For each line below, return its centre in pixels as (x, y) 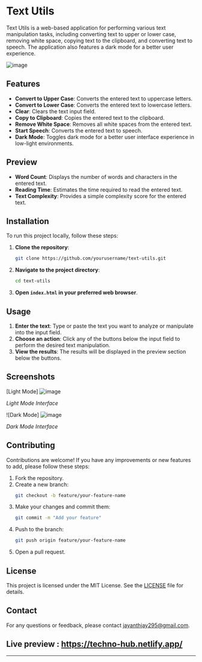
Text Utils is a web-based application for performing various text (86, 28)
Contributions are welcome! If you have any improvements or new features (99, 460)
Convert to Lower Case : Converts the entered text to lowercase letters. (103, 105)
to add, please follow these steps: (48, 466)
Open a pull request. (40, 552)
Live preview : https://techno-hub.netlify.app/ (94, 644)
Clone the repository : (42, 248)
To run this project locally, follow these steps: (62, 236)
